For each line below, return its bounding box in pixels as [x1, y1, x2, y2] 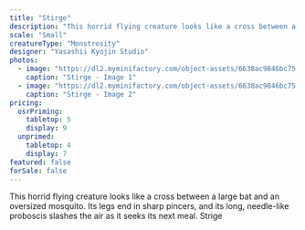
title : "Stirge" [9, 13, 71, 23]
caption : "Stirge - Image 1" [26, 73, 137, 82]
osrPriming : [17, 107, 64, 116]
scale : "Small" [9, 30, 68, 39]
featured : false [9, 157, 71, 167]
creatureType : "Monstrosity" [9, 38, 121, 48]
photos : [9, 56, 39, 65]
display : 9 [26, 124, 68, 133]
